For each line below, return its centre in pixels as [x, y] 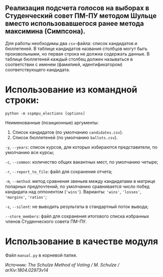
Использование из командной [71, 90]
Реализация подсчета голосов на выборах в [77, 8]
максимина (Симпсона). [45, 31]
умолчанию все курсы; [30, 152]
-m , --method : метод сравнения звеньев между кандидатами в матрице [80, 181]
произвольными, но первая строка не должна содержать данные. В [78, 54]
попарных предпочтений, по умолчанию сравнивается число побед [77, 186]
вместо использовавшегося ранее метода [75, 24]
